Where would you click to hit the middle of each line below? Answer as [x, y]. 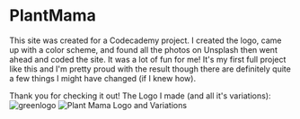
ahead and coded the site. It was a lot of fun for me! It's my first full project [148, 59]
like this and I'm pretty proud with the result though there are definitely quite [150, 69]
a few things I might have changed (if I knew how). [102, 78]
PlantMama [53, 16]
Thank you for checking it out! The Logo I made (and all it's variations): [140, 96]
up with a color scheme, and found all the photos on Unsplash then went [144, 49]
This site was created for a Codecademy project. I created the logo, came [146, 40]
